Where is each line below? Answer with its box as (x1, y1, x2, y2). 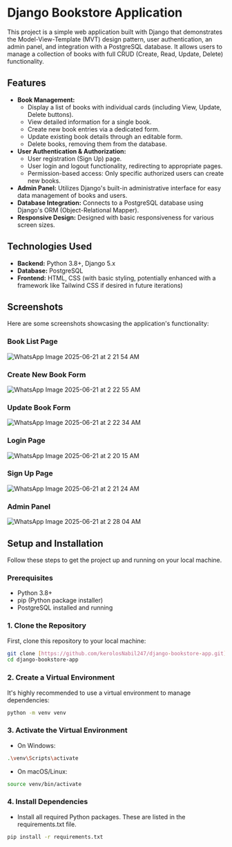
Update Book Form (7, 403, 71, 412)
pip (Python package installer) (17, 596, 104, 605)
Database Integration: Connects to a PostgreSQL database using (17, 199, 204, 207)
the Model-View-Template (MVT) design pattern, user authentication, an (7, 35, 213, 43)
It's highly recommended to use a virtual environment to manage (7, 689, 191, 697)
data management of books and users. (17, 191, 128, 199)
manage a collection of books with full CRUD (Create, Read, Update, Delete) (7, 50, 224, 58)
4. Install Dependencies (7, 797, 88, 807)
